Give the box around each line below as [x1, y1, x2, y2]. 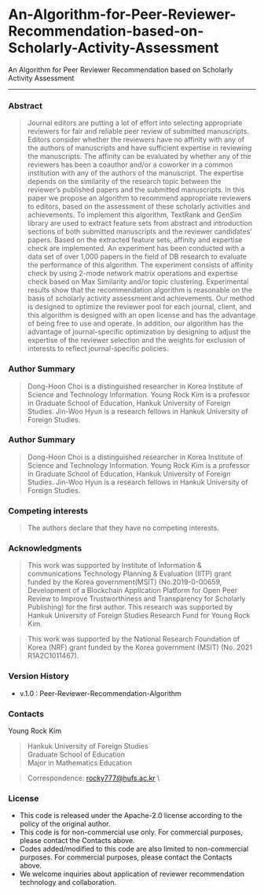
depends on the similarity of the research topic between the [27, 177, 222, 186]
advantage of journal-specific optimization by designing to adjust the [27, 327, 251, 337]
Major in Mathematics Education [27, 758, 132, 768]
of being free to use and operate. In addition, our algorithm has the [27, 319, 244, 328]
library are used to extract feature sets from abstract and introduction [27, 219, 253, 228]
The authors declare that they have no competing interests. [27, 523, 220, 532]
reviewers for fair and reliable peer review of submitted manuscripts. [27, 127, 250, 136]
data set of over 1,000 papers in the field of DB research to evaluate [27, 252, 247, 261]
